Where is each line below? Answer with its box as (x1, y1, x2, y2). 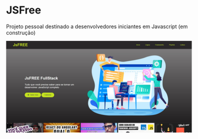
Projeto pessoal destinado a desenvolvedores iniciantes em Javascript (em (6, 23, 188, 30)
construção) (6, 29, 36, 36)
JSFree (6, 4, 41, 17)
